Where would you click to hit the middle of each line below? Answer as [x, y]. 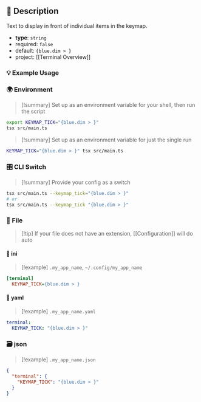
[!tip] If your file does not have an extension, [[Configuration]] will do [107, 233]
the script [33, 111]
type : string [31, 38]
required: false [34, 44]
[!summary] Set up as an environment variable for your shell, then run [108, 105]
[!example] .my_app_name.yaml [58, 312]
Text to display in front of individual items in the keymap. [77, 26]
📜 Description [32, 11]
